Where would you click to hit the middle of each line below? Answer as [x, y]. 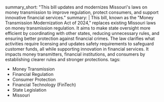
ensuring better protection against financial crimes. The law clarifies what [80, 38]
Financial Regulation [33, 74]
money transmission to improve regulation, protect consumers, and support [82, 12]
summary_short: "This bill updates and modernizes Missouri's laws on [76, 7]
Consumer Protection [34, 79]
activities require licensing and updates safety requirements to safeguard [80, 44]
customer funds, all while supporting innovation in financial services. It [77, 49]
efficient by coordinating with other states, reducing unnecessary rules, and [82, 33]
